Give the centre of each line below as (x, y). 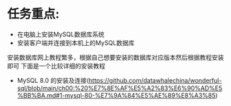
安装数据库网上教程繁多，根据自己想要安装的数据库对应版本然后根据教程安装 (115, 57)
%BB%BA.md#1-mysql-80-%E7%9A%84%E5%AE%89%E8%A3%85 (116, 95)
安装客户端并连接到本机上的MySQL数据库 (76, 42)
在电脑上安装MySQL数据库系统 (60, 34)
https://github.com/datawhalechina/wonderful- (155, 80)
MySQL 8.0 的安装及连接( (53, 80)
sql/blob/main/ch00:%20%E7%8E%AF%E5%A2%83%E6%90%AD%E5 (120, 88)
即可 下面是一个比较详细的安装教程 (56, 66)
